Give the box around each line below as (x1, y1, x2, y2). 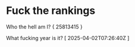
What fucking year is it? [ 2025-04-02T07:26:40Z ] (6, 34, 130, 41)
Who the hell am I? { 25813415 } (6, 23, 83, 30)
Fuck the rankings (6, 4, 96, 17)
